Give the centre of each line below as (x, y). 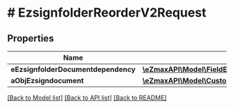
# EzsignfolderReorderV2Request (107, 13)
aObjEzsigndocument (47, 81)
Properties (31, 38)
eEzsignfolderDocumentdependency (73, 69)
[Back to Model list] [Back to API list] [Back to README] (87, 98)
